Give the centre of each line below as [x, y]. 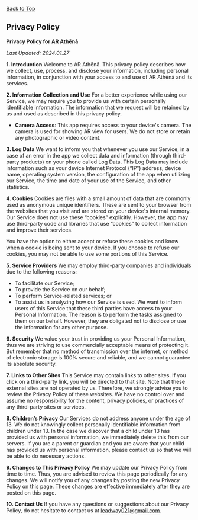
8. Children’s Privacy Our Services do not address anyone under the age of [98, 418]
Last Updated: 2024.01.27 [38, 53]
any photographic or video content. [58, 137]
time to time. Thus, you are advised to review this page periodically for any [97, 474]
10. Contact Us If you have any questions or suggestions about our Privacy [98, 504]
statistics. [18, 187]
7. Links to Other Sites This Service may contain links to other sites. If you [96, 375]
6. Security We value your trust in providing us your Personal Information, [96, 338]
